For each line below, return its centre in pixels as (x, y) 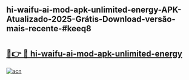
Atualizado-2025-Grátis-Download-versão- (91, 20)
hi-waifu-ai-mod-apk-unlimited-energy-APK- (94, 10)
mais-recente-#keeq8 (49, 29)
